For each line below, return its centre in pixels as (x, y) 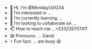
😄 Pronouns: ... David (32, 36)
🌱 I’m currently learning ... (36, 18)
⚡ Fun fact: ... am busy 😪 (35, 41)
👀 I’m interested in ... (31, 13)
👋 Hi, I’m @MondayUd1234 (37, 8)
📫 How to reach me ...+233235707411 (48, 29)
